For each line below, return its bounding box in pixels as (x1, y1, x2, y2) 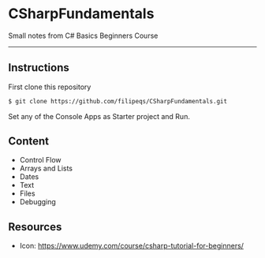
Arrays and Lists (19, 163, 73, 174)
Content (8, 135, 50, 148)
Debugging (19, 197, 57, 207)
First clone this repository (8, 82, 91, 92)
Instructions (8, 61, 69, 75)
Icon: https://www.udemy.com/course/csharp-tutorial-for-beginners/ (19, 241, 244, 251)
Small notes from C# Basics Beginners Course (8, 31, 159, 40)
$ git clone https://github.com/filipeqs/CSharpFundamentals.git (8, 97, 227, 105)
